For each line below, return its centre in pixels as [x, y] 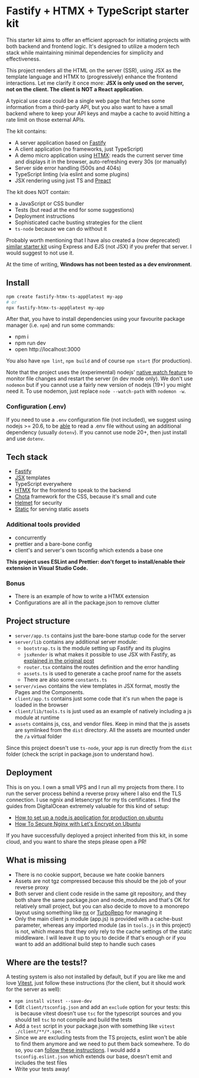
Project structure [38, 621]
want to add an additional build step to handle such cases [85, 944]
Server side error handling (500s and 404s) [68, 168]
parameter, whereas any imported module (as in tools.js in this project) [103, 925]
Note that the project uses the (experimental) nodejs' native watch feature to [99, 373]
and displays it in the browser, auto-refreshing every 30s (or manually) [101, 161]
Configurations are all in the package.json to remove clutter [87, 603]
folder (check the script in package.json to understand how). [80, 754]
